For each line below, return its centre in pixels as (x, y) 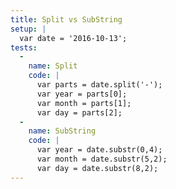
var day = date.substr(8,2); (97, 168)
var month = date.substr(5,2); (102, 159)
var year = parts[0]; (82, 94)
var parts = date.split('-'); (99, 85)
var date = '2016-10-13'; (73, 38)
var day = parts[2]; (79, 112)
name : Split (53, 66)
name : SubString (62, 131)
